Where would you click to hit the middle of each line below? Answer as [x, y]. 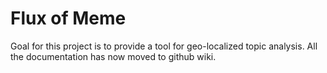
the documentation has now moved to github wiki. [113, 56]
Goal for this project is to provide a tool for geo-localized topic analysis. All [164, 46]
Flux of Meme [68, 18]
